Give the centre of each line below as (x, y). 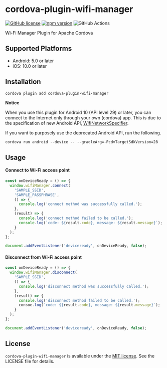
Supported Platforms (39, 49)
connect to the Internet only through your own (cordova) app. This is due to (83, 118)
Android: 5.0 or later (33, 61)
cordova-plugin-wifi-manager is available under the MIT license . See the (80, 356)
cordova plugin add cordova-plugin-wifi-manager (57, 93)
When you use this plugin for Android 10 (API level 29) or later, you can (78, 113)
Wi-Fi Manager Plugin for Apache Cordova (49, 33)
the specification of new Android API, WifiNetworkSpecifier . (67, 123)
